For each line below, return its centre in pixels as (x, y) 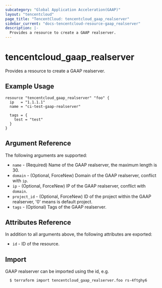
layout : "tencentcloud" (30, 14)
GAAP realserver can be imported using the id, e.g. (57, 271)
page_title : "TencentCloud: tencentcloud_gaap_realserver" (67, 19)
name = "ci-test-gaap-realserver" (45, 106)
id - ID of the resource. (36, 244)
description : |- (22, 28)
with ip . (20, 181)
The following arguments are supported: (46, 155)
